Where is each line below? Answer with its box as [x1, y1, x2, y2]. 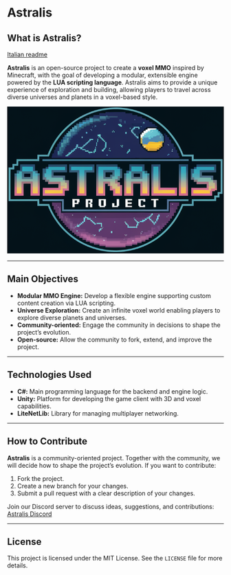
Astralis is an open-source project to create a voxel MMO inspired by [7, 64, 204, 71]
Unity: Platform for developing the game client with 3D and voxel [16, 394, 201, 403]
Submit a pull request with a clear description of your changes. [16, 489, 196, 497]
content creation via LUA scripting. [16, 299, 115, 307]
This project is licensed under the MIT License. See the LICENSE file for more [7, 554, 223, 563]
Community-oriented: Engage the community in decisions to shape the [16, 321, 221, 329]
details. [7, 561, 28, 570]
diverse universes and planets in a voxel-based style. [7, 93, 158, 101]
